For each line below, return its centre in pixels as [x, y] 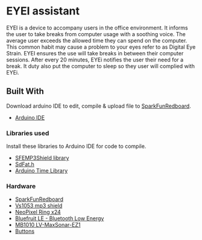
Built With [25, 91]
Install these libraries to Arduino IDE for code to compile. [76, 146]
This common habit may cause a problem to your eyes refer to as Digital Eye [101, 47]
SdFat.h [25, 164]
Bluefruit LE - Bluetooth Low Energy [59, 218]
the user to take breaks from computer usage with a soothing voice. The [96, 34]
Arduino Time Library [41, 171]
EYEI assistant [43, 11]
